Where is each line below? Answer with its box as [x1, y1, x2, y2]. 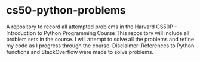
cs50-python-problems [6, 4, 127, 17]
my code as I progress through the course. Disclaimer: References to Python [6, 42, 195, 49]
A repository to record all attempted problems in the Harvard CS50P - [6, 23, 177, 30]
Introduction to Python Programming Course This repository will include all [6, 29, 190, 36]
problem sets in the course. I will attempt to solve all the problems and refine [6, 36, 195, 43]
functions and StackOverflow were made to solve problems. [6, 48, 154, 55]
